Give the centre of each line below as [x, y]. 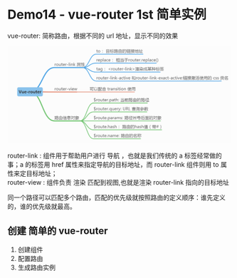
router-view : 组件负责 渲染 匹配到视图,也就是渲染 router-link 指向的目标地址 [118, 182]
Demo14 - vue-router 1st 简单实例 [107, 15]
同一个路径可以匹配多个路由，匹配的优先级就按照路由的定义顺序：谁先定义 [116, 197]
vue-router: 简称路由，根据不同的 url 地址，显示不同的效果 [93, 36]
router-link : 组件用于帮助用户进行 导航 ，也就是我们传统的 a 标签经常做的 [115, 155]
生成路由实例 [36, 267]
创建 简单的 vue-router [58, 231]
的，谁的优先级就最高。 [42, 206]
